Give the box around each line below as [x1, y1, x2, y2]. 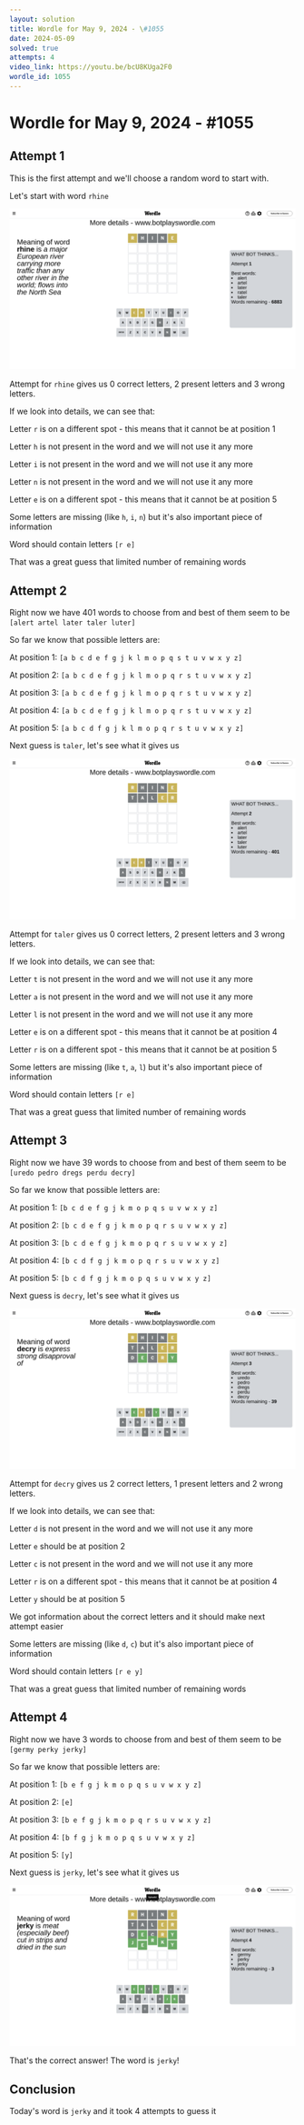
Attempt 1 [9, 148, 65, 164]
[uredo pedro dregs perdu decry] [9, 1168, 136, 1178]
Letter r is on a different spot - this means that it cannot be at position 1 [9, 424, 276, 435]
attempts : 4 [9, 53, 54, 63]
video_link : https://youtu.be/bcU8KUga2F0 [9, 63, 172, 72]
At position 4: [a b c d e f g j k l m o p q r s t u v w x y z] [9, 705, 252, 716]
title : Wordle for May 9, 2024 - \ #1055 [9, 24, 165, 34]
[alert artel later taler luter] [9, 618, 136, 627]
